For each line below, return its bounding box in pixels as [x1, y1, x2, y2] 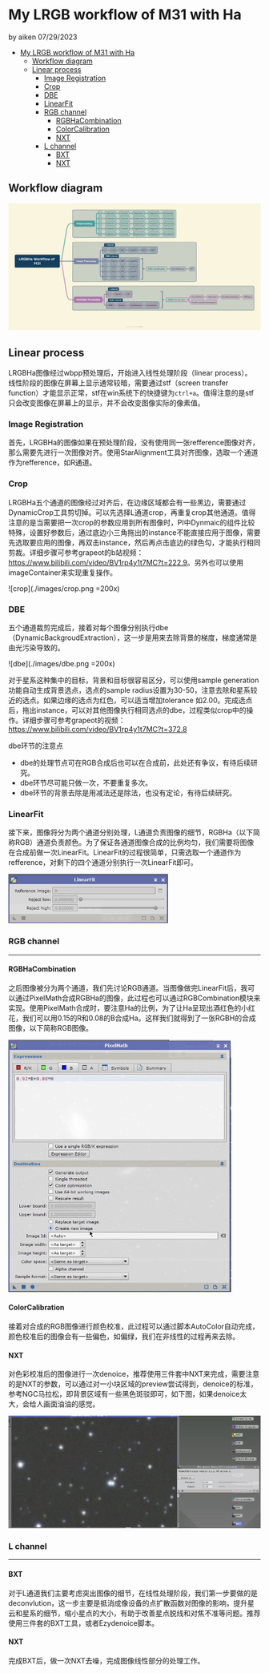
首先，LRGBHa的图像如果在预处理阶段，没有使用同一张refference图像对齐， [8, 438, 260, 448]
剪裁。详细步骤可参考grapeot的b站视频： [8, 547, 144, 557]
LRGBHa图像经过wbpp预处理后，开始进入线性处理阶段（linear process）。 [8, 368, 252, 378]
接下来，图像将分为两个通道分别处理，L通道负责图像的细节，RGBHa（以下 [8, 827, 254, 838]
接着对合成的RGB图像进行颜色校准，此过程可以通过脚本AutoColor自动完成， [8, 1321, 260, 1331]
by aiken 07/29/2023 [8, 32, 78, 42]
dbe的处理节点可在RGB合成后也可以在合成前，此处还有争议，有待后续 [19, 758, 251, 767]
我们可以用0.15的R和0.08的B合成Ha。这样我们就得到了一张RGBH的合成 [22, 1013, 256, 1023]
